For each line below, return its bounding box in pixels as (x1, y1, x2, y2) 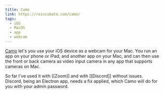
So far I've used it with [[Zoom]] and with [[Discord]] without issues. (5, 73, 143, 79)
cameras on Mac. (5, 63, 41, 69)
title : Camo (5, 7, 30, 12)
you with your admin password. (5, 83, 69, 89)
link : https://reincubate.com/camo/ (5, 12, 80, 17)
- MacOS (9, 25, 26, 30)
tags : (5, 16, 16, 21)
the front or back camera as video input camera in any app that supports (5, 58, 153, 64)
